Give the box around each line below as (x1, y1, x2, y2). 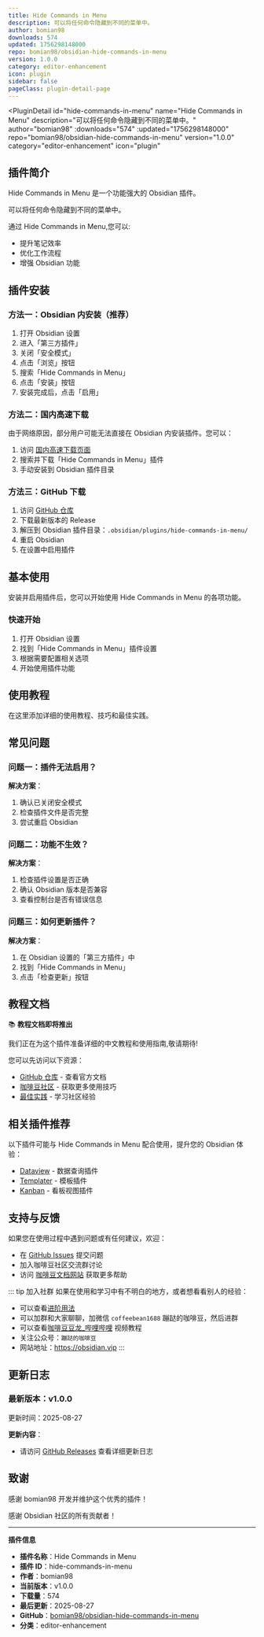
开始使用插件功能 (19, 663, 75, 673)
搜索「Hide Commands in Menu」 (19, 368, 130, 377)
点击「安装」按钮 (19, 377, 75, 386)
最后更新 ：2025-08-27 (19, 1601, 94, 1610)
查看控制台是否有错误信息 (19, 895, 103, 904)
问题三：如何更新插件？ (8, 916, 97, 927)
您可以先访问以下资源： (8, 1055, 84, 1065)
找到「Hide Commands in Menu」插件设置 (19, 643, 157, 653)
